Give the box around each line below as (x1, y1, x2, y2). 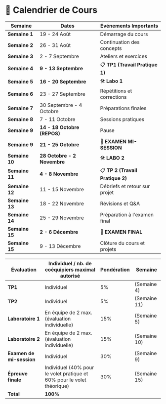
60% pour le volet (44, 376, 86, 383)
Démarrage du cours (100, 31, 148, 38)
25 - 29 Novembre (39, 214, 84, 221)
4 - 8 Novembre (39, 170, 79, 177)
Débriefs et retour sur (100, 183, 150, 190)
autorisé (60, 272, 81, 279)
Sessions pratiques (100, 116, 145, 122)
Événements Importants (100, 22, 159, 29)
